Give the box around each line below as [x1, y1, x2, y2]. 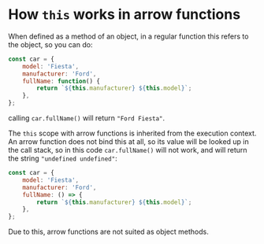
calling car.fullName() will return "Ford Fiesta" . [8, 113, 165, 123]
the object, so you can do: [8, 39, 93, 49]
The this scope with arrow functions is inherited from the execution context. [8, 128, 257, 139]
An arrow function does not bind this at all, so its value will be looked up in [8, 137, 250, 146]
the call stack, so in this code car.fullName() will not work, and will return [8, 146, 247, 155]
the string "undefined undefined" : [8, 153, 117, 163]
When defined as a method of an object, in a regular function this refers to [8, 31, 249, 41]
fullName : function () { [22, 77, 101, 85]
